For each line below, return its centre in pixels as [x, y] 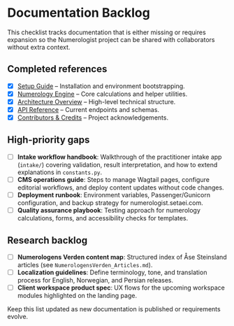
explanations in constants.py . [60, 172]
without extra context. [39, 47]
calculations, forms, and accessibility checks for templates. [103, 218]
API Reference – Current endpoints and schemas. [88, 109]
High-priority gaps [49, 140]
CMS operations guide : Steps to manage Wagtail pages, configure [113, 179]
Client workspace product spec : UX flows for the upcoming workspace [121, 288]
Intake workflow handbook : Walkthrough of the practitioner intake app [119, 157]
